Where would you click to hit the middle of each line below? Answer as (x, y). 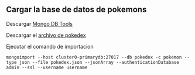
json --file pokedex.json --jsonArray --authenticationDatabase (99, 62)
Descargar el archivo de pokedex (46, 35)
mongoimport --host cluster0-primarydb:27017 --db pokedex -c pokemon (94, 57)
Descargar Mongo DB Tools (40, 23)
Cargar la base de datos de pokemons (76, 10)
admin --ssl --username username (47, 67)
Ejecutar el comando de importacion (50, 46)
